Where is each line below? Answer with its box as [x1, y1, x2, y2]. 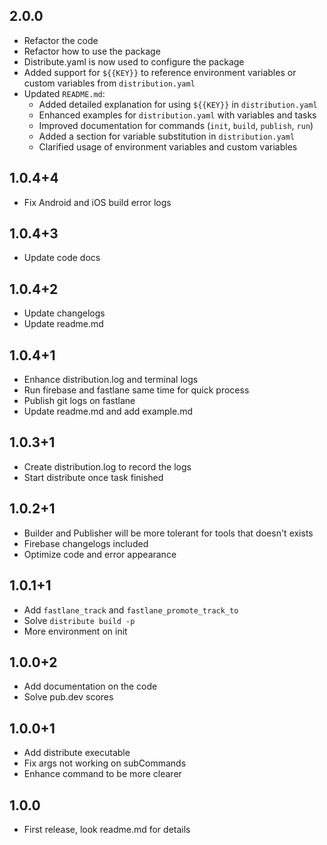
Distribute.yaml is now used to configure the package [23, 55, 245, 68]
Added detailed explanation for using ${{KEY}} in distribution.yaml [38, 98, 318, 110]
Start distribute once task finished [23, 471, 164, 483]
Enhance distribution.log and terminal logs [23, 374, 199, 386]
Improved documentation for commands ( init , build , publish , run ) [38, 119, 314, 131]
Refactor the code [23, 34, 99, 46]
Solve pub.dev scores [23, 691, 114, 703]
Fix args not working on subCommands [23, 757, 187, 769]
